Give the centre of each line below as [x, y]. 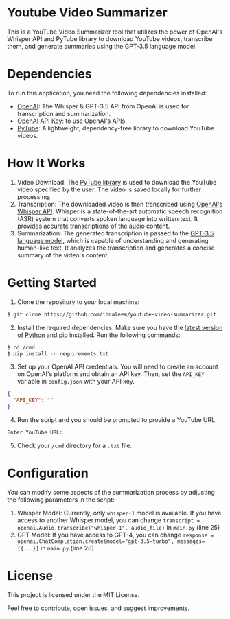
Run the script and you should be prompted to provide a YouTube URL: [117, 420]
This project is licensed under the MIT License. [73, 594]
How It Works [46, 163]
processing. [34, 196]
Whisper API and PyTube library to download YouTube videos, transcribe [110, 38]
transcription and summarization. [64, 113]
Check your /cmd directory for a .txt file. [74, 445]
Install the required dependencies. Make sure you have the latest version [120, 327]
